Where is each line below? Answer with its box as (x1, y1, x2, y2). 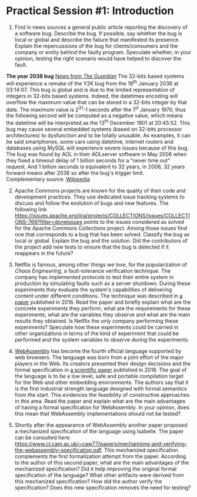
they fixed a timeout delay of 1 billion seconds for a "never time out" (6, 157, 171, 164)
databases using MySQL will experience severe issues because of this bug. (6, 144, 189, 151)
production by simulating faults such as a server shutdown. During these (14, 280, 191, 287)
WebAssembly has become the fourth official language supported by (14, 347, 182, 354)
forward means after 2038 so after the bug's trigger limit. (6, 169, 145, 176)
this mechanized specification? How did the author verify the (14, 478, 163, 485)
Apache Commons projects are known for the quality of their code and (14, 187, 186, 194)
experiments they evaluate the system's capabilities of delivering (14, 286, 172, 293)
